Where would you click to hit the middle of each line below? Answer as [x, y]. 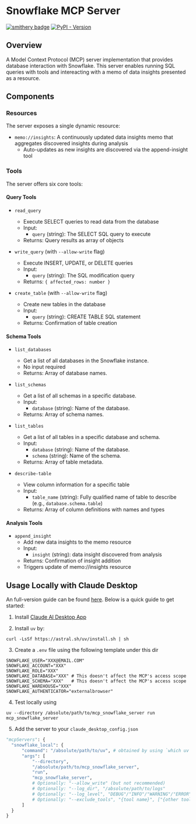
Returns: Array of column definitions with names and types [94, 510]
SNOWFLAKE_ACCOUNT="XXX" [36, 666]
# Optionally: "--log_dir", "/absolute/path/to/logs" [99, 789]
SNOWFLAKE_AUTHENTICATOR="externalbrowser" [60, 692]
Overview [24, 45]
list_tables [29, 426]
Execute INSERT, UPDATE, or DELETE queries [78, 263]
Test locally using [36, 702]
